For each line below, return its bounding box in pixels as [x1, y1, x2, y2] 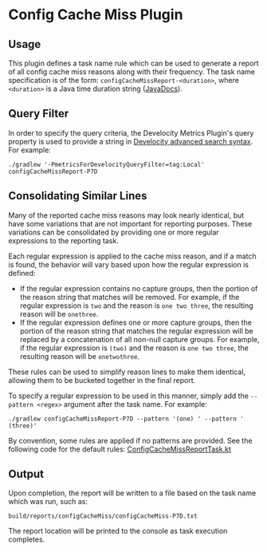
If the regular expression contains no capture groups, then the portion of [19, 283, 258, 293]
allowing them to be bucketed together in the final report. [8, 375, 196, 384]
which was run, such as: [8, 497, 88, 507]
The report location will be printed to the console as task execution [8, 526, 228, 536]
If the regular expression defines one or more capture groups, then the [19, 317, 253, 327]
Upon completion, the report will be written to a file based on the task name [8, 488, 257, 498]
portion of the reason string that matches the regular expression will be [19, 325, 253, 336]
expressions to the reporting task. [8, 235, 120, 245]
